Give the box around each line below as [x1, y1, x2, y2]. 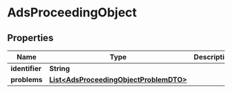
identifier [10, 64, 41, 73]
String [49, 64, 70, 73]
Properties [7, 32, 54, 44]
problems [10, 75, 43, 84]
